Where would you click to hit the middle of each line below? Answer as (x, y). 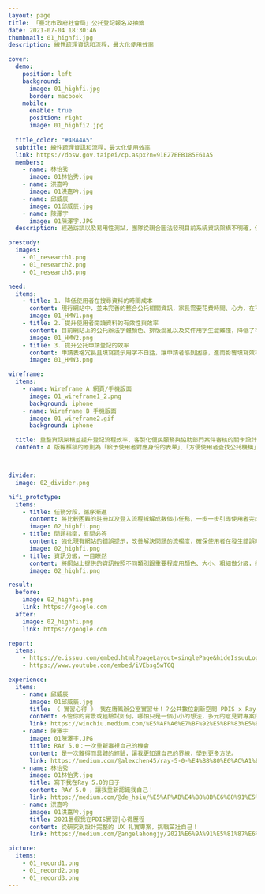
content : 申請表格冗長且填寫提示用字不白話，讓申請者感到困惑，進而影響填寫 (139, 353)
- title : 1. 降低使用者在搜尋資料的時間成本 (88, 301)
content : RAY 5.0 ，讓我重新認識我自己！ (91, 790)
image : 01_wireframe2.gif (71, 419)
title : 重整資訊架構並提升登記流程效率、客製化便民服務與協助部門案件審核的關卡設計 (136, 440)
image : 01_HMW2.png (61, 338)
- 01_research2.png (54, 265)
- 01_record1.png (51, 863)
